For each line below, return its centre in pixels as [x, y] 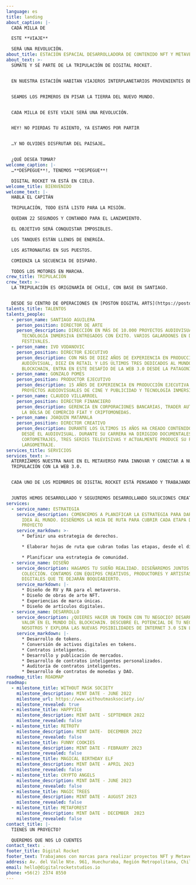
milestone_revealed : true [48, 704]
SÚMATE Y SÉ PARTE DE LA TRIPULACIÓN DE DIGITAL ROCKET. [82, 65]
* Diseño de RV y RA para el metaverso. [71, 590]
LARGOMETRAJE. [39, 445]
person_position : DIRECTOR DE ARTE [60, 325]
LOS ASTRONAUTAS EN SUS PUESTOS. [52, 250]
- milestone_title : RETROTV [45, 726]
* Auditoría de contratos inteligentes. [71, 666]
